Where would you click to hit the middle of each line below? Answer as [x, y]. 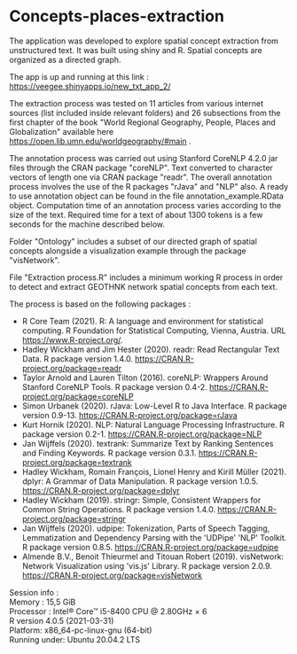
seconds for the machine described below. [87, 224]
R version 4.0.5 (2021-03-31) [62, 620]
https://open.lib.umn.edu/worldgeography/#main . [101, 141]
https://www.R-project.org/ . [72, 339]
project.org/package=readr [72, 368]
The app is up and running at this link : [79, 76]
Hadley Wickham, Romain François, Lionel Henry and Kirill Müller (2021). [154, 471]
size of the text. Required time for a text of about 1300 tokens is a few [136, 214]
